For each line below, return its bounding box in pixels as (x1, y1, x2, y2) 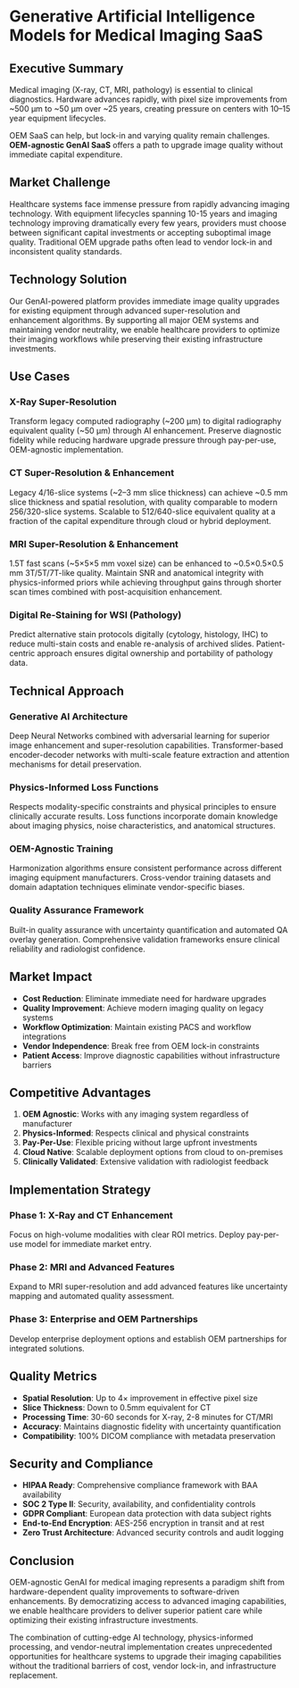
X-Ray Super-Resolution (9, 395, 118, 408)
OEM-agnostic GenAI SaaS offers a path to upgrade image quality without (9, 140, 284, 150)
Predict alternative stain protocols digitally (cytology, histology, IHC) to (9, 629, 269, 640)
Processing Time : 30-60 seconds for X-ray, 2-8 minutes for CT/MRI (21, 1411, 274, 1422)
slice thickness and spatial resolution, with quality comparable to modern (9, 496, 278, 507)
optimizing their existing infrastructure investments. (9, 1615, 199, 1626)
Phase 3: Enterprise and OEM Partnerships (9, 1313, 198, 1326)
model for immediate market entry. (24, 1239, 152, 1250)
